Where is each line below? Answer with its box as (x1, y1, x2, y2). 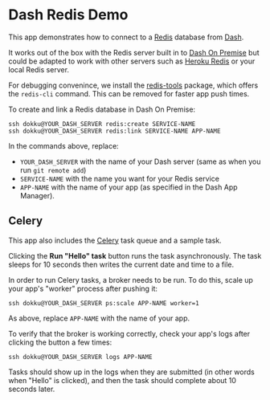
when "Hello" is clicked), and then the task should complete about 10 (8, 375, 237, 385)
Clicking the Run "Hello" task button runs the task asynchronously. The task (8, 251, 262, 260)
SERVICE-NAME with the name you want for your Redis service (19, 173, 219, 183)
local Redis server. (8, 64, 70, 74)
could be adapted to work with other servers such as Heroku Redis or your (8, 56, 256, 66)
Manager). (19, 190, 55, 200)
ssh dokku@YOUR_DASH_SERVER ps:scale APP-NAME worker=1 (8, 299, 199, 307)
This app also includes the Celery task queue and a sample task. (8, 235, 223, 245)
